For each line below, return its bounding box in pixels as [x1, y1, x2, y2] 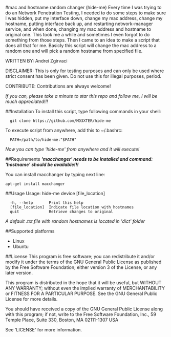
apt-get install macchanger [5, 181, 66, 186]
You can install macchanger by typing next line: [5, 172, 105, 177]
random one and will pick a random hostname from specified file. [5, 48, 143, 54]
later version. [5, 270, 33, 276]
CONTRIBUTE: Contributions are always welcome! [5, 83, 111, 89]
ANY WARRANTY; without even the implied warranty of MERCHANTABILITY [5, 285, 165, 291]
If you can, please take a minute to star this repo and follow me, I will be [5, 93, 158, 99]
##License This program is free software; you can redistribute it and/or [5, 254, 155, 259]
